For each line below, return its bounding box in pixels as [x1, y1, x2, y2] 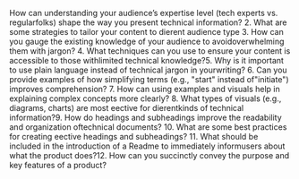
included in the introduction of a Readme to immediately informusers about [9, 141, 286, 151]
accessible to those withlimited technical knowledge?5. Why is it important [9, 55, 285, 65]
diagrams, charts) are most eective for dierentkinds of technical [9, 103, 244, 113]
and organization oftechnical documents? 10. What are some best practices [9, 122, 287, 132]
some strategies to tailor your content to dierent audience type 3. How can [9, 27, 284, 37]
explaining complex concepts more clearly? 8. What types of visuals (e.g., [9, 93, 282, 104]
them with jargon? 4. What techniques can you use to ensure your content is [9, 46, 291, 56]
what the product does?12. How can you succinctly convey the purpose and [9, 150, 290, 160]
